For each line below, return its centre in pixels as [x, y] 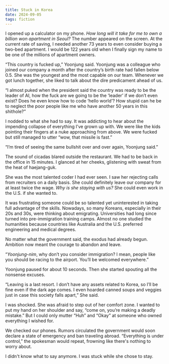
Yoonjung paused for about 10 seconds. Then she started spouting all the [81, 270]
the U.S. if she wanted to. [31, 193]
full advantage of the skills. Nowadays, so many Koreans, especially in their [83, 208]
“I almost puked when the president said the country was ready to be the [81, 90]
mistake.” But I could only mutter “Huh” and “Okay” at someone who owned [83, 316]
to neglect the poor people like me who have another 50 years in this [76, 106]
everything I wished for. [30, 321]
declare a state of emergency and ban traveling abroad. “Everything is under [84, 336]
